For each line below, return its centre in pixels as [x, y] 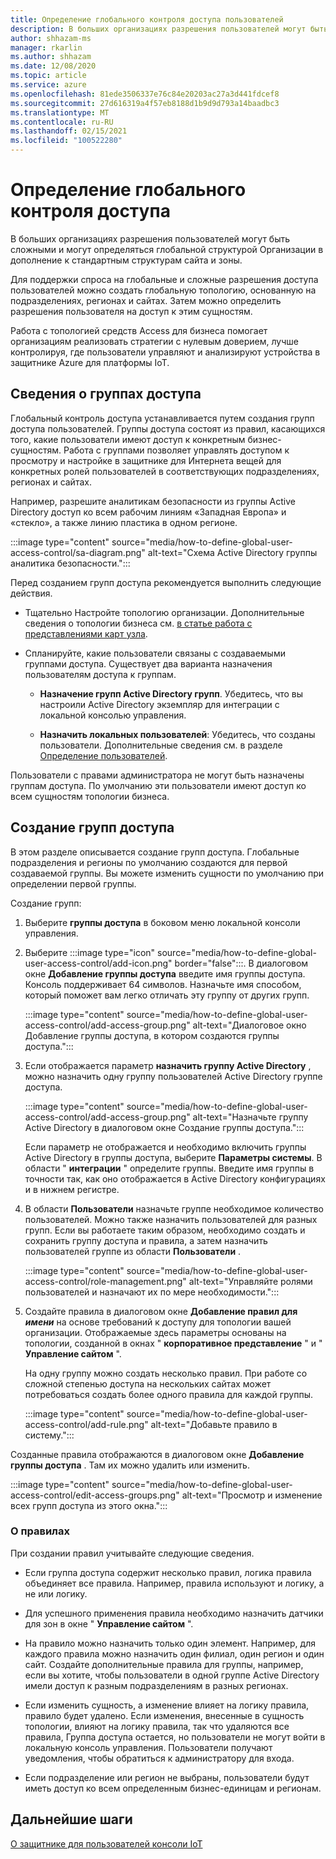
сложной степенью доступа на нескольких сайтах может [148, 1383]
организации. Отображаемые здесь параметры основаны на [155, 1332]
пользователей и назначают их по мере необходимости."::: [152, 1292]
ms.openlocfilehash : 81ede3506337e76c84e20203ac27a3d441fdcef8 [145, 94]
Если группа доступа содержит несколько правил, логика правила [168, 1572]
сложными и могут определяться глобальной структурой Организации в [167, 249]
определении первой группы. [73, 883]
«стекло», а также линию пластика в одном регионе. [124, 522]
